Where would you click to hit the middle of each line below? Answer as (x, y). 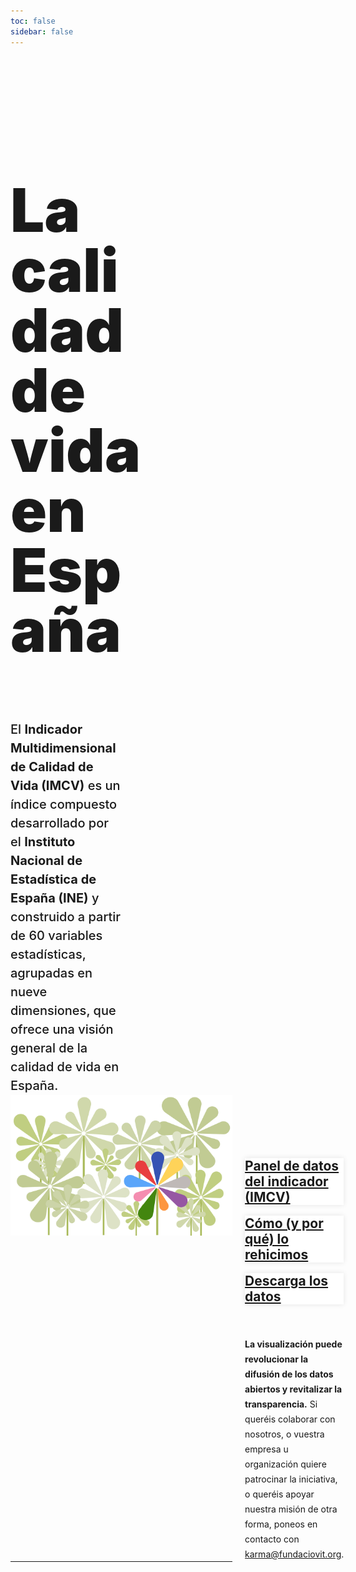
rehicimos (276, 1255)
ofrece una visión (62, 1029)
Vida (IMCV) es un (65, 786)
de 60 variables (56, 936)
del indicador (286, 1181)
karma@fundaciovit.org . (294, 1554)
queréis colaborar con (290, 1419)
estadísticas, (48, 954)
